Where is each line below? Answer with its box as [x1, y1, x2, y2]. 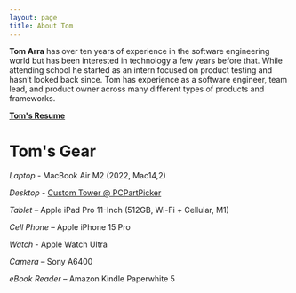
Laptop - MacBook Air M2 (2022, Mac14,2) [9, 170, 166, 181]
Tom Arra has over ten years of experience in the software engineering [9, 45, 270, 56]
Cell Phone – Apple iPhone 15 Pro [9, 222, 131, 233]
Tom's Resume [9, 110, 66, 121]
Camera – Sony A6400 [9, 257, 93, 267]
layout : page [9, 12, 58, 22]
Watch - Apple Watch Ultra [9, 239, 108, 249]
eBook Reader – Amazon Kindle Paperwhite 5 [9, 273, 176, 284]
